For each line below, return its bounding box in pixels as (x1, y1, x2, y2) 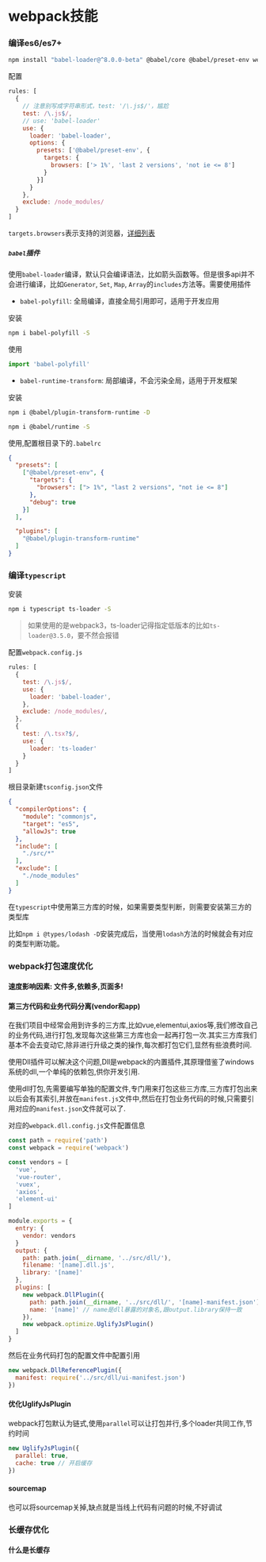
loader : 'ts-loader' (28, 744, 97, 752)
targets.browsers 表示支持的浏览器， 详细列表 (8, 228, 156, 238)
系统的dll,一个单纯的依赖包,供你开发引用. (8, 1067, 140, 1077)
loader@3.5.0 (27, 632, 71, 640)
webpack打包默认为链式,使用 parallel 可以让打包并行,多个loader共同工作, (8, 1418, 246, 1428)
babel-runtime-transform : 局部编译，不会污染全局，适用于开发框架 (19, 375, 237, 385)
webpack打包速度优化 (8, 961, 93, 972)
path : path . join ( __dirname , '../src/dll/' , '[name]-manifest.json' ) (28, 1298, 260, 1306)
